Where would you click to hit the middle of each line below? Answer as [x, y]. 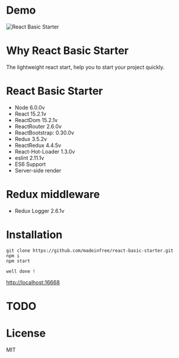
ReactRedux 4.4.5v [38, 145]
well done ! [21, 271]
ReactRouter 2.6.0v [38, 126]
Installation [34, 234]
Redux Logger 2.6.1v [39, 210]
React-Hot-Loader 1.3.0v [45, 151]
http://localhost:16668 [33, 282]
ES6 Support [30, 164]
